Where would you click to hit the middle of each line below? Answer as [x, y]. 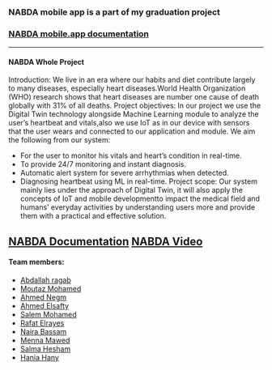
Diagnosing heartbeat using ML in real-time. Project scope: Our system [138, 181]
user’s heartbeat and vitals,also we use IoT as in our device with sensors [129, 123]
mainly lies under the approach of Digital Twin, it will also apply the [132, 190]
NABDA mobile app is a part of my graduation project [115, 12]
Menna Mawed [45, 340]
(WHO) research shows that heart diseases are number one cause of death [134, 97]
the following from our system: [59, 140]
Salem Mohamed [48, 315]
